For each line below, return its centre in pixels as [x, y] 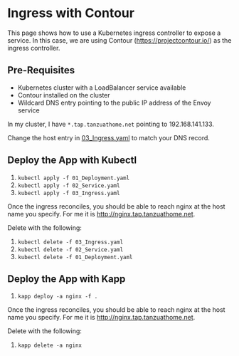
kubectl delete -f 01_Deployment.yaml [75, 257]
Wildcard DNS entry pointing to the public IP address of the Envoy [114, 103]
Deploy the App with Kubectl [72, 161]
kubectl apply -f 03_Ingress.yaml [69, 193]
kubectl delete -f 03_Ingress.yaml [70, 242]
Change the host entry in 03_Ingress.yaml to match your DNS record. [108, 137]
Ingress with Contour [71, 13]
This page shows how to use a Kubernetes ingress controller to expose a [114, 33]
